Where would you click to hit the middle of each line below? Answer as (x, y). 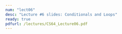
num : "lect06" (20, 10)
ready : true (18, 19)
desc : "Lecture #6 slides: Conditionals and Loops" (61, 14)
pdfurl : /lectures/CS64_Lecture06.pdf (46, 24)
